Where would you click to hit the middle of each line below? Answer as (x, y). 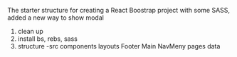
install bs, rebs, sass (48, 39)
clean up (31, 31)
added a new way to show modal (56, 18)
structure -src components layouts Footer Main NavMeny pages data (119, 46)
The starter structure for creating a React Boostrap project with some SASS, (118, 10)
